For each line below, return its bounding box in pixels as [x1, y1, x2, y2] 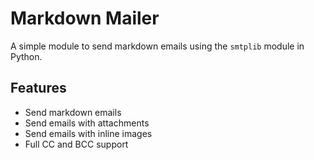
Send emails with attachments [24, 117, 150, 129]
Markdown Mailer [10, 7, 160, 30]
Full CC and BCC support [24, 138, 129, 150]
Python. [10, 50, 43, 62]
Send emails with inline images [24, 127, 153, 139]
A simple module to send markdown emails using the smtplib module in [10, 40, 305, 52]
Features [10, 80, 67, 97]
